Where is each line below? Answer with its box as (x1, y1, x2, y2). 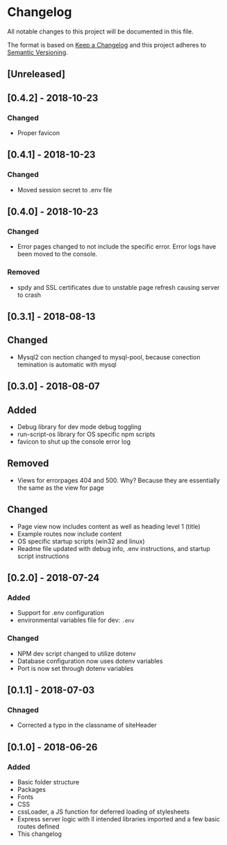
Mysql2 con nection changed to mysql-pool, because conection (17, 352, 201, 361)
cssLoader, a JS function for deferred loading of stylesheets (17, 807, 190, 816)
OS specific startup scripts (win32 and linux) (17, 537, 145, 545)
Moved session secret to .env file (17, 185, 112, 194)
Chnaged (7, 705, 40, 715)
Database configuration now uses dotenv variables (17, 656, 163, 665)
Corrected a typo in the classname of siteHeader (17, 721, 158, 729)
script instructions (17, 552, 69, 560)
